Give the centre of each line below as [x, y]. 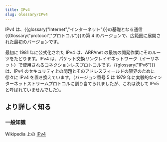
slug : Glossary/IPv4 [27, 14]
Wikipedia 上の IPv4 [26, 134]
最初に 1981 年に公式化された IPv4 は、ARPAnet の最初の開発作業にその [79, 52]
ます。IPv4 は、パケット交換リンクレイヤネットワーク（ [84, 58]
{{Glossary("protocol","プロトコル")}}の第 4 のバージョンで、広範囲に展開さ [83, 35]
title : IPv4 [17, 10]
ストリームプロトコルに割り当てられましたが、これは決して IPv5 [93, 83]
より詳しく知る [28, 107]
